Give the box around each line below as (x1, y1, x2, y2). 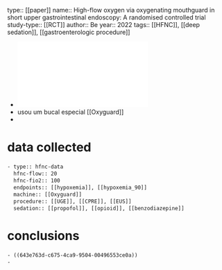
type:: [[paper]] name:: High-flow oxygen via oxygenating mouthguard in (7, 6, 215, 14)
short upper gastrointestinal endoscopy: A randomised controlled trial (7, 13, 206, 22)
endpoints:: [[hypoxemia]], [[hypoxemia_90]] (13, 184, 148, 191)
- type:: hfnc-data (7, 163, 64, 170)
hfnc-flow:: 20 (13, 170, 58, 177)
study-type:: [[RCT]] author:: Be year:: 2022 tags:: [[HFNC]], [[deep (7, 21, 200, 28)
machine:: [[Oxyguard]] (13, 191, 82, 198)
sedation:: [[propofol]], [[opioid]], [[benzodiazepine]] (13, 205, 185, 212)
